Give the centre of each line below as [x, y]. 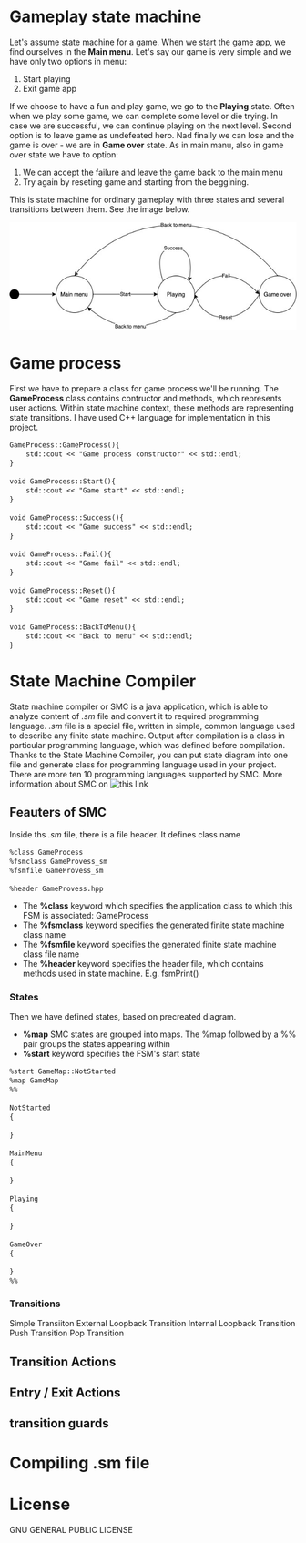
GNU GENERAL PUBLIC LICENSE [71, 1529]
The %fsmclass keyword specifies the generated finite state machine [153, 925]
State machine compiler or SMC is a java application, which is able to [139, 706]
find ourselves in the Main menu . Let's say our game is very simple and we [150, 51]
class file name [51, 954]
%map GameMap [34, 1081]
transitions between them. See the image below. [100, 209]
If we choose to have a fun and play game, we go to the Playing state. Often [152, 106]
